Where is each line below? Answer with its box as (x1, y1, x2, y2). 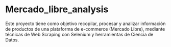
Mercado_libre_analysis (5, 4, 109, 15)
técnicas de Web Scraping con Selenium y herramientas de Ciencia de (5, 31, 154, 37)
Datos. (5, 37, 19, 43)
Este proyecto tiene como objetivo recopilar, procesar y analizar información (5, 20, 166, 27)
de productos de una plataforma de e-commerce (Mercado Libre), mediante (5, 26, 165, 32)
